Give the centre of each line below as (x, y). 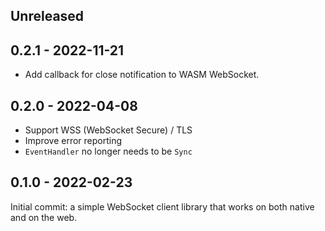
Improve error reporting (73, 141)
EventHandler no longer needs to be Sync (108, 151)
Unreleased (47, 16)
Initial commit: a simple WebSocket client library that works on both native (162, 206)
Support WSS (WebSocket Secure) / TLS (108, 130)
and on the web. (44, 217)
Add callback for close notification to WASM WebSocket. (142, 75)
